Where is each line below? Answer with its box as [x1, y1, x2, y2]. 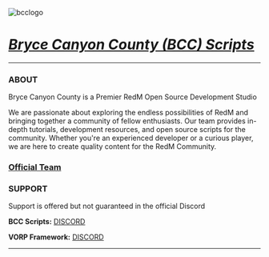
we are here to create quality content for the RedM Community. [8, 142, 217, 151]
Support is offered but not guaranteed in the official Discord [8, 201, 206, 211]
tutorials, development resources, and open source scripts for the [29, 125, 246, 135]
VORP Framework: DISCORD [8, 232, 104, 242]
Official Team [8, 162, 62, 173]
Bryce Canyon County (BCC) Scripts [8, 36, 255, 54]
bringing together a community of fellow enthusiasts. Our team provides [8, 116, 246, 126]
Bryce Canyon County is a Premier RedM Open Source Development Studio [8, 92, 258, 102]
